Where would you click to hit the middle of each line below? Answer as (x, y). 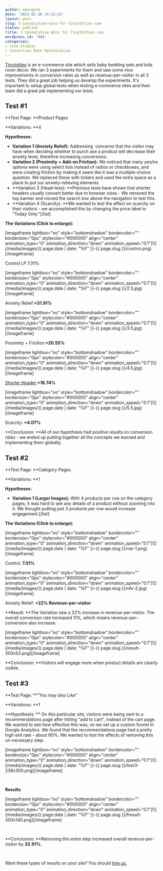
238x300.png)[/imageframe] (34, 771)
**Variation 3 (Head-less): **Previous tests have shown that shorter (81, 188)
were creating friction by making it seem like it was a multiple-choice (81, 173)
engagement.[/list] (31, 514)
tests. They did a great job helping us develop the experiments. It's (72, 80)
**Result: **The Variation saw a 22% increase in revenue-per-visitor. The (80, 613)
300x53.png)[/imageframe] (32, 653)
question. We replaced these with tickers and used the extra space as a (84, 177)
